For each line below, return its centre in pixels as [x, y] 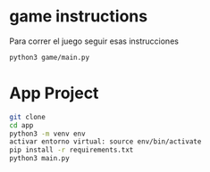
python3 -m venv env [48, 134]
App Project [54, 93]
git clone [28, 117]
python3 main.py [39, 159]
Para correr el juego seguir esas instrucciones [94, 41]
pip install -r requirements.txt [71, 150]
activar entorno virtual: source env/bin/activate [105, 142]
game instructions [79, 16]
